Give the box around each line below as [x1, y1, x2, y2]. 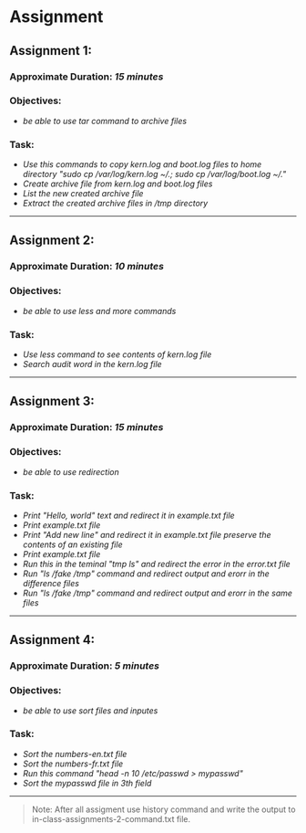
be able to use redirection [22, 466, 120, 477]
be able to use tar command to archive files [22, 115, 188, 126]
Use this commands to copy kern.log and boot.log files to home [22, 159, 262, 170]
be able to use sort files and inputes [22, 705, 158, 716]
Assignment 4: [9, 632, 96, 648]
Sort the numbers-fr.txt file [22, 758, 124, 769]
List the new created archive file [22, 188, 144, 199]
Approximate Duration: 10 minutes [9, 260, 164, 273]
